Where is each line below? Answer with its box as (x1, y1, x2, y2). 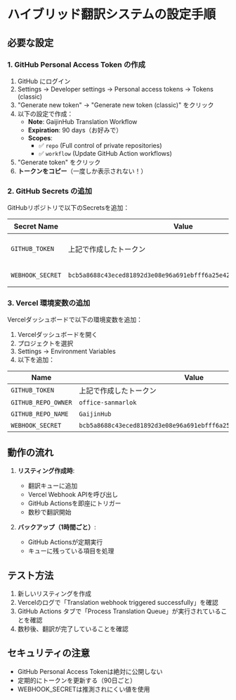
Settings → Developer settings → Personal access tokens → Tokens (17, 85, 214, 93)
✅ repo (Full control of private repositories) (38, 141, 162, 149)
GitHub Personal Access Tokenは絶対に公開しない (17, 667, 163, 675)
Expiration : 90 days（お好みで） (27, 125, 123, 134)
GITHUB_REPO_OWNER (11, 399, 72, 407)
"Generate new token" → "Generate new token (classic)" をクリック (17, 100, 214, 109)
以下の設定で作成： (17, 109, 74, 118)
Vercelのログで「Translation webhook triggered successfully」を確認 (17, 598, 219, 607)
